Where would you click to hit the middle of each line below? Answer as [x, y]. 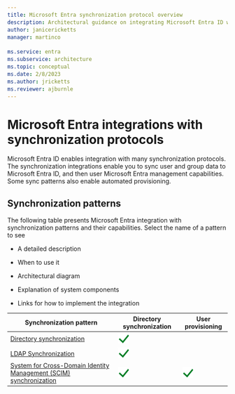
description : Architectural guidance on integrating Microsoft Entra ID [115, 22]
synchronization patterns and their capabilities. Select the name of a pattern [117, 228]
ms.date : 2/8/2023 [34, 74]
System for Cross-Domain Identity [60, 366]
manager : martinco [34, 37]
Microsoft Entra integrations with [105, 125]
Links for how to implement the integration [78, 303]
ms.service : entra [34, 52]
